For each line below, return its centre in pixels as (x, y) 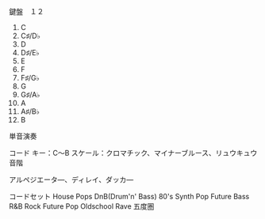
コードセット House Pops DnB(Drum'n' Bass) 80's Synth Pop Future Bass (129, 196)
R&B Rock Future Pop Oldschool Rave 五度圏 (82, 206)
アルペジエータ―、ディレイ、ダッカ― (71, 179)
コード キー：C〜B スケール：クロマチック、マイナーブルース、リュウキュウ (133, 153)
